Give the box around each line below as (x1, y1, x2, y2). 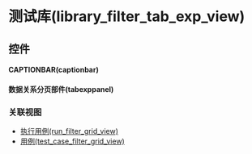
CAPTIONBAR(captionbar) (8, 65, 99, 75)
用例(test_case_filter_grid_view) (19, 136, 126, 146)
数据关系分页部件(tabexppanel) (8, 84, 114, 94)
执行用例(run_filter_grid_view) (19, 127, 119, 136)
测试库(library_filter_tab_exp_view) (8, 7, 246, 26)
